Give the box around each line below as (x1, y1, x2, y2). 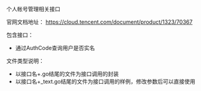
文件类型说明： (6, 57, 44, 64)
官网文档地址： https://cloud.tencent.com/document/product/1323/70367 (6, 18, 193, 26)
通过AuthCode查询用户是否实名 (15, 45, 95, 51)
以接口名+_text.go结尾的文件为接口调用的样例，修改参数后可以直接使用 (15, 78, 195, 85)
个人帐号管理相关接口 (6, 5, 60, 12)
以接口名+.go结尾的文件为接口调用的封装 (15, 70, 119, 78)
